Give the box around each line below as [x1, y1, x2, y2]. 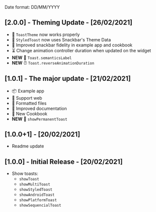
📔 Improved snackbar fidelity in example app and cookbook [11, 42, 133, 48]
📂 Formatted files [11, 100, 47, 106]
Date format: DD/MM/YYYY [4, 4, 60, 10]
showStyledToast [19, 187, 53, 192]
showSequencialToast [19, 203, 62, 208]
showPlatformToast [19, 198, 57, 203]
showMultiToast [19, 182, 50, 187]
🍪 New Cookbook [11, 110, 48, 116]
